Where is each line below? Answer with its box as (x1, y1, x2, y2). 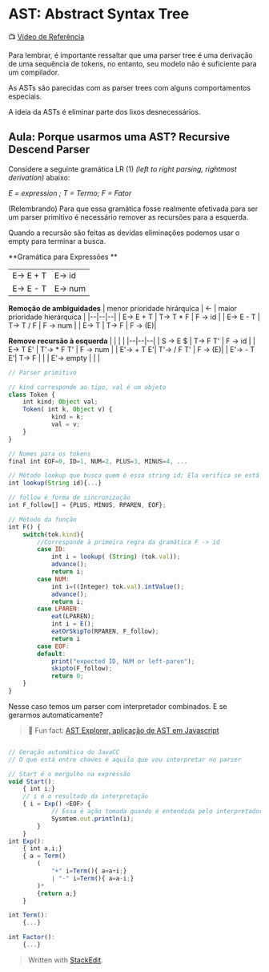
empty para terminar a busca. (8, 236, 106, 245)
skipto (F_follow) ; (50, 665, 113, 673)
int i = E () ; (50, 620, 94, 628)
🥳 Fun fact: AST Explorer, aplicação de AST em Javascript (27, 725, 219, 735)
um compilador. (8, 67, 60, 77)
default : (37, 650, 66, 658)
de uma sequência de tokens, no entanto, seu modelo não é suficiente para (8, 59, 258, 68)
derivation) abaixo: (8, 172, 70, 182)
